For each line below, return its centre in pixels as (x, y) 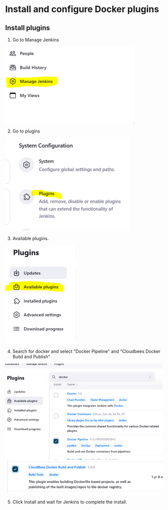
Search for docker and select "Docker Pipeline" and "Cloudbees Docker (86, 351)
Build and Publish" (31, 357)
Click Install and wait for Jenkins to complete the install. (70, 502)
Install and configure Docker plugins (82, 9)
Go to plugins (26, 131)
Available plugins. (30, 238)
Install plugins (27, 28)
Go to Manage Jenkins (35, 40)
